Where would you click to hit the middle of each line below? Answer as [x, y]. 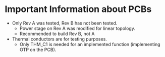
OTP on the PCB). [38, 49]
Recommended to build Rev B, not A [57, 33]
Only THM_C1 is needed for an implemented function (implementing [90, 44]
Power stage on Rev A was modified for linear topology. [77, 28]
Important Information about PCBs [78, 9]
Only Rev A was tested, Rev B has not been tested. [65, 23]
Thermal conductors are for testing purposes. [59, 39]
